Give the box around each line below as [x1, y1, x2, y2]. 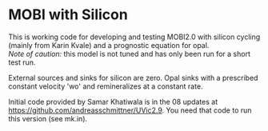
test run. [8, 58, 36, 67]
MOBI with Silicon [8, 6, 128, 24]
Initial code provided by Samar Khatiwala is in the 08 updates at [8, 97, 218, 106]
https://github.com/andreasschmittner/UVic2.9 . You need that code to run [8, 105, 252, 115]
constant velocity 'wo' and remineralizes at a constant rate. [8, 81, 203, 91]
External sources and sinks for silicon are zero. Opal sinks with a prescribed [8, 73, 258, 82]
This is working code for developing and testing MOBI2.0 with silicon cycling [8, 32, 261, 42]
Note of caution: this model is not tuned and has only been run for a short [8, 49, 250, 58]
